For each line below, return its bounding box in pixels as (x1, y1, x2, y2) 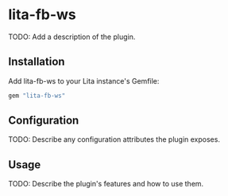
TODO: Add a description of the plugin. (8, 32, 136, 41)
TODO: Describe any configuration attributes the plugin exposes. (8, 135, 221, 144)
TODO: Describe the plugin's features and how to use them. (8, 179, 204, 189)
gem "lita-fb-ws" (8, 92, 66, 100)
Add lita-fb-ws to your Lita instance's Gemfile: (8, 76, 160, 85)
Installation (8, 55, 65, 69)
